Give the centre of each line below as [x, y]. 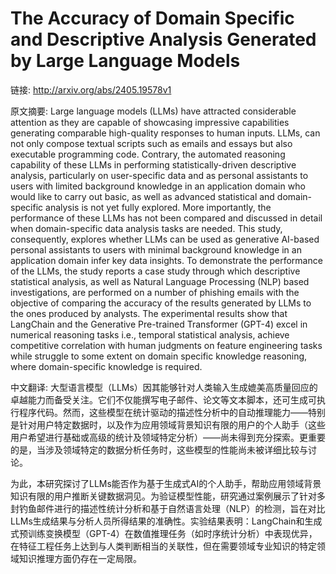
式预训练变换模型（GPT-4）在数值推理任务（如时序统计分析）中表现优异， [164, 533]
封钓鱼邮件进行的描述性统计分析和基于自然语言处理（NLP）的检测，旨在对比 [168, 508]
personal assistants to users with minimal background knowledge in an [156, 249]
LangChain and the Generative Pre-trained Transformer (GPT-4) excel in [159, 324]
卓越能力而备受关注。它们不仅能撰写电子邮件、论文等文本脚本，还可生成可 [163, 399]
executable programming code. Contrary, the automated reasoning [148, 154]
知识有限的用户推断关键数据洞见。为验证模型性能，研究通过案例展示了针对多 [168, 496]
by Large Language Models [125, 61]
